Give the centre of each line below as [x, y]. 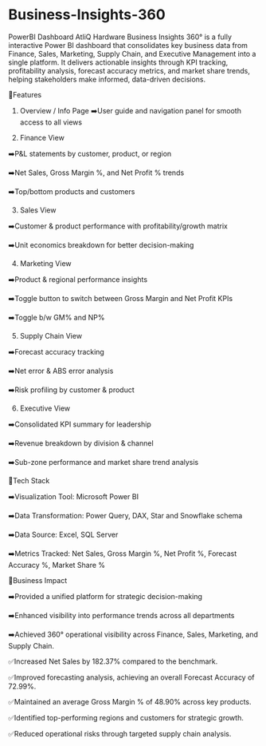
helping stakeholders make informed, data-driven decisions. [107, 79]
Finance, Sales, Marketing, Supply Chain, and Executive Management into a [132, 54]
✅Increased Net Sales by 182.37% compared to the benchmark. [113, 661]
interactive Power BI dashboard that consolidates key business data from [128, 45]
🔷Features [25, 94]
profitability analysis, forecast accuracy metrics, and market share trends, [129, 70]
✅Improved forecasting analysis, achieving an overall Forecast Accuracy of [131, 677]
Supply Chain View [51, 335]
